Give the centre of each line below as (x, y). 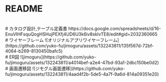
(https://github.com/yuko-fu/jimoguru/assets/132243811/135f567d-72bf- (79, 45)
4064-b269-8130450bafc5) (34, 51)
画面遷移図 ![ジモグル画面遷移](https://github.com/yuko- (67, 68)
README (24, 9)
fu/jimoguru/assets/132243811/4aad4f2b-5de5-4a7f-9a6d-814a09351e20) (82, 74)
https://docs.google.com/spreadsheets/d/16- (115, 28)
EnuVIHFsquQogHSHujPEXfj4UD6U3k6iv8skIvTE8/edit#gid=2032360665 (81, 34)
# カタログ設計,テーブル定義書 (36, 28)
